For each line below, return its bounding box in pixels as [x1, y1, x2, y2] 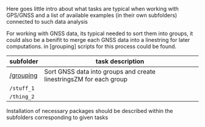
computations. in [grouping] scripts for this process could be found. [6, 43, 177, 50]
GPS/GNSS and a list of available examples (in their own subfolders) [6, 12, 178, 19]
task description [95, 57, 145, 66]
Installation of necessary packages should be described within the [6, 108, 173, 114]
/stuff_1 [9, 85, 35, 92]
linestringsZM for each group [44, 75, 128, 83]
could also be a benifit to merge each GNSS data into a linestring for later [6, 36, 190, 43]
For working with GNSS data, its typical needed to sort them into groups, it [6, 30, 193, 37]
